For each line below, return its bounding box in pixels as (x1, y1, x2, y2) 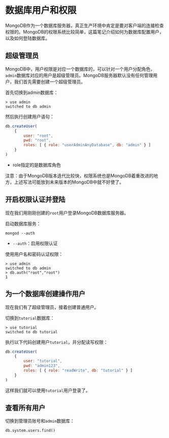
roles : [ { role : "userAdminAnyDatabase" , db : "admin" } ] (23, 143, 151, 148)
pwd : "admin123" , (23, 363, 60, 368)
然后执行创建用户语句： (5, 113, 54, 119)
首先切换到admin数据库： (5, 89, 58, 96)
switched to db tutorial (5, 329, 58, 334)
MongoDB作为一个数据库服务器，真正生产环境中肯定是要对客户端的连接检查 (5, 22, 164, 28)
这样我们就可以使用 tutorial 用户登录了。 (5, 387, 90, 393)
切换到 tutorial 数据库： (5, 315, 55, 321)
